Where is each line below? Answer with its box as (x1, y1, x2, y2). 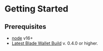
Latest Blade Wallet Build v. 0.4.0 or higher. (11, 40, 98, 46)
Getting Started (4, 3, 69, 14)
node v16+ (11, 35, 33, 41)
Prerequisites (4, 23, 46, 31)
